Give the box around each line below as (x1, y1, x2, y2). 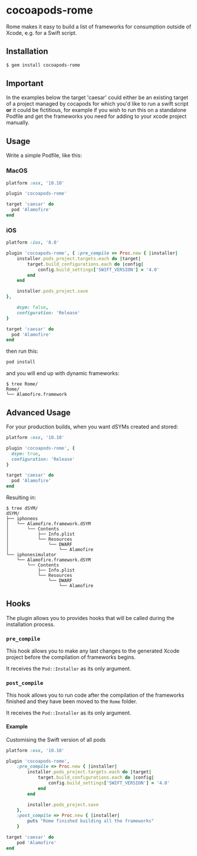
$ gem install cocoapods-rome (6, 62, 81, 68)
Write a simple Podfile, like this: (6, 152, 83, 159)
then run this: (6, 347, 38, 355)
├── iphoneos (6, 516, 38, 522)
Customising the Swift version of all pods (6, 736, 106, 743)
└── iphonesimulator (6, 552, 57, 558)
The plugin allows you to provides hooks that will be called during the (6, 614, 175, 621)
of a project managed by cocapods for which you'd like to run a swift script (6, 100, 189, 107)
